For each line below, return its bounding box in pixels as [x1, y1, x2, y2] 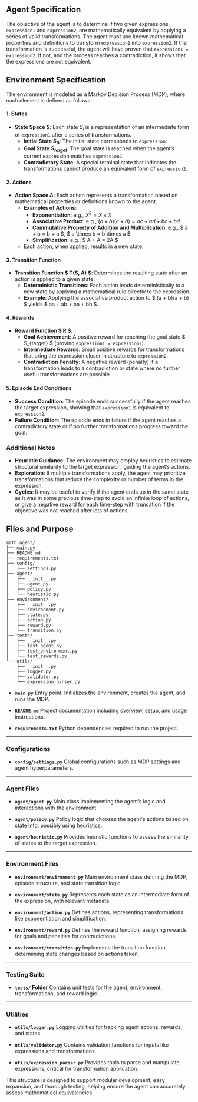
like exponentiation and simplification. [14, 915, 107, 922]
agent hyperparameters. [14, 765, 74, 772]
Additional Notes [6, 444, 55, 452]
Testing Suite [6, 970, 45, 978]
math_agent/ [6, 540, 35, 545]
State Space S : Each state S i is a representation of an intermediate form [14, 123, 190, 132]
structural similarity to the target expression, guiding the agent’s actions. [14, 463, 190, 470]
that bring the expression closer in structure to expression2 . [23, 352, 169, 359]
